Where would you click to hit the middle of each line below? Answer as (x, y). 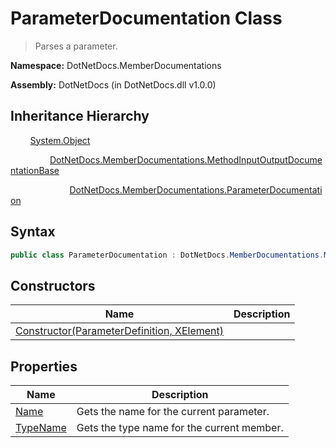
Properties (44, 366)
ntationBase (35, 170)
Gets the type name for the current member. (180, 428)
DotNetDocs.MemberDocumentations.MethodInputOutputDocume (186, 159)
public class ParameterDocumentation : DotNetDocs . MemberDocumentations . (167, 255)
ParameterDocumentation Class (146, 18)
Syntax (33, 232)
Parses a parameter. (76, 46)
